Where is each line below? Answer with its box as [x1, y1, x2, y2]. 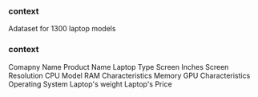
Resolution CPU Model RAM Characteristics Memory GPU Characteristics [8, 71, 251, 80]
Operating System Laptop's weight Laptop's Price [8, 79, 172, 89]
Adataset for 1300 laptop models [8, 24, 116, 34]
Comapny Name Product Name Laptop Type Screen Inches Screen [8, 62, 229, 71]
